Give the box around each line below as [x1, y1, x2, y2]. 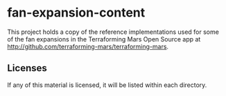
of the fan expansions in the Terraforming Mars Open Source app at [7, 35, 201, 43]
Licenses [7, 62, 47, 74]
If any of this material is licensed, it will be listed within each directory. [7, 81, 207, 89]
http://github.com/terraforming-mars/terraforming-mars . [7, 42, 168, 50]
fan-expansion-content [7, 5, 146, 21]
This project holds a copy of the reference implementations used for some [7, 28, 220, 36]
